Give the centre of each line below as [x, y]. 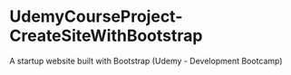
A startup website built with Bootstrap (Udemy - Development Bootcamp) [146, 61]
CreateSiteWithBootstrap [106, 36]
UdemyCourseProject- [96, 17]
